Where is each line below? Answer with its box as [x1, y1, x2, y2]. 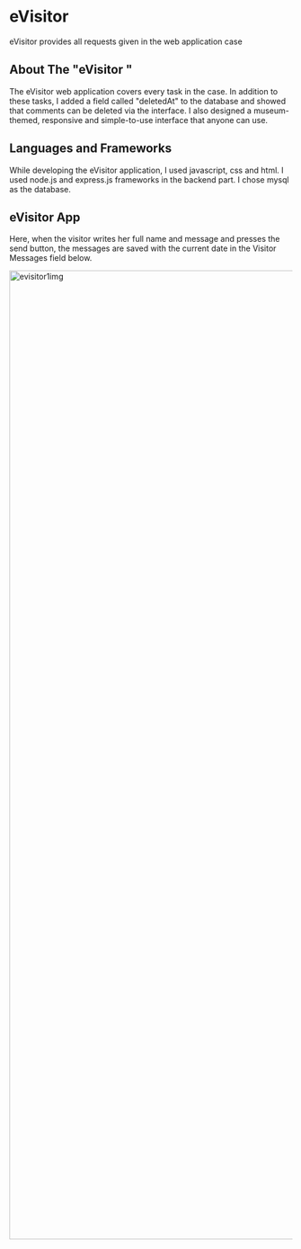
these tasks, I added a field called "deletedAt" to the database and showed [9, 95, 287, 106]
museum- [252, 105, 289, 116]
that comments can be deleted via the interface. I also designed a [9, 105, 252, 116]
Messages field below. [9, 253, 93, 263]
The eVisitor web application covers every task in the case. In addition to [9, 85, 279, 96]
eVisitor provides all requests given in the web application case [9, 36, 243, 47]
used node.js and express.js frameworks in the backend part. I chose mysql [9, 174, 289, 185]
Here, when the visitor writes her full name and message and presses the [9, 234, 280, 245]
